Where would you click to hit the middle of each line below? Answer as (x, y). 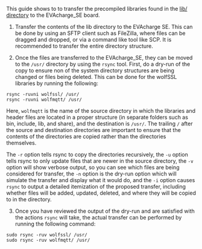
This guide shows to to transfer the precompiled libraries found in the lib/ (97, 9)
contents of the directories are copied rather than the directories (86, 136)
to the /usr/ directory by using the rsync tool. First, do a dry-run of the (103, 64)
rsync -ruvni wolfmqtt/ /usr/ (44, 99)
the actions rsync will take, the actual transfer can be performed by (98, 217)
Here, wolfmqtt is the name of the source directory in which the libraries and (101, 111)
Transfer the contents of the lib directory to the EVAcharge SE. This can (104, 27)
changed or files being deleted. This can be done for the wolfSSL (96, 77)
